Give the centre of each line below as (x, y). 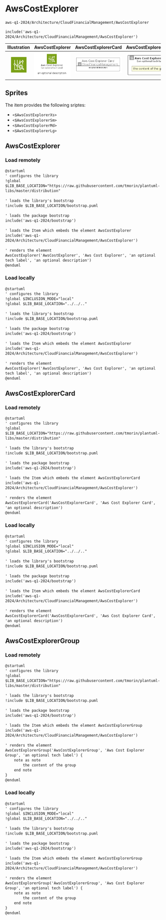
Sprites (17, 93)
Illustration (19, 47)
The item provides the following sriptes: (45, 105)
